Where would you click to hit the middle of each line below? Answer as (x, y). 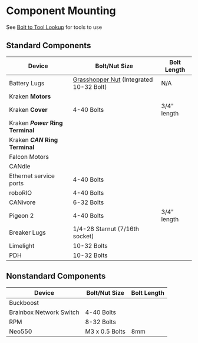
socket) (83, 236)
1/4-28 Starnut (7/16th (106, 229)
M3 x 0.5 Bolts (105, 331)
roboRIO (21, 192)
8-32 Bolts (100, 322)
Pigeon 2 (22, 215)
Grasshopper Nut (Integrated (113, 79)
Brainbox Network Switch (44, 312)
